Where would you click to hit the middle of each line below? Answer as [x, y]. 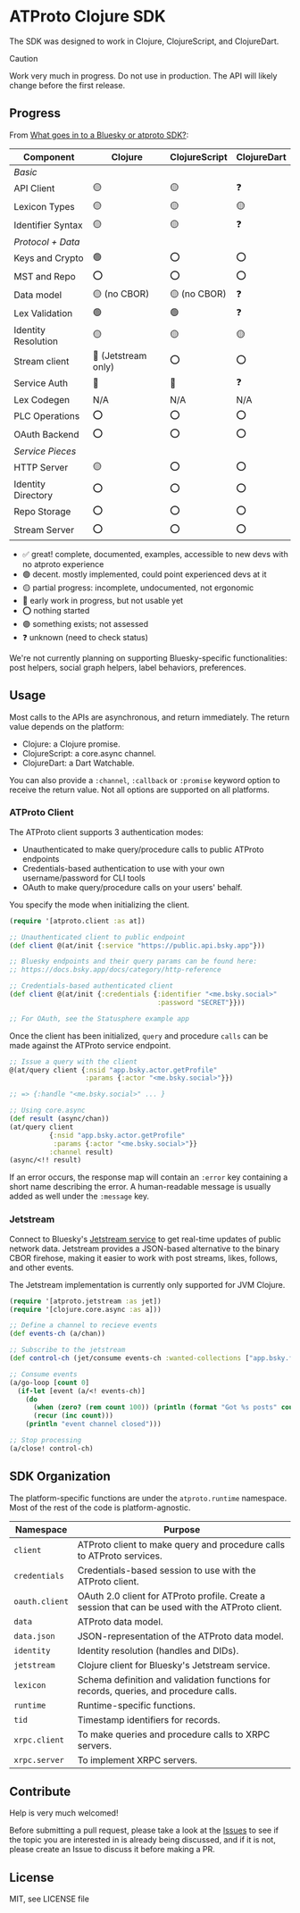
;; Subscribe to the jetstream [67, 1350]
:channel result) [81, 1152]
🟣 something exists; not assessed [85, 623]
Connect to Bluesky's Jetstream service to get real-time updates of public [145, 1239]
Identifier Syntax [48, 225]
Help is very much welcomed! [64, 1813]
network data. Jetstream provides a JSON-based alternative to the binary [144, 1249]
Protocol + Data [47, 241]
